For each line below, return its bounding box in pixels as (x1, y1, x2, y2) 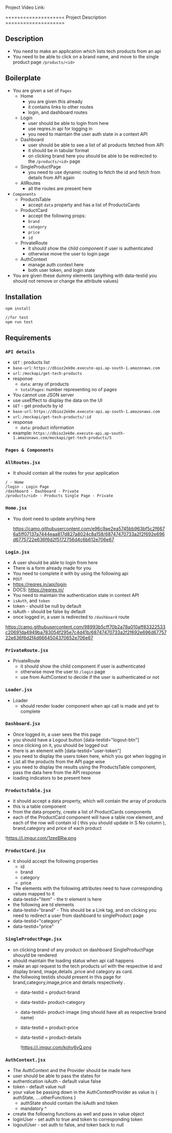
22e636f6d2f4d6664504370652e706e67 (5, 634, 94, 640)
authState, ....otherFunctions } (12, 1095, 76, 1101)
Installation (5, 293, 42, 302)
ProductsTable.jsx (5, 787, 51, 793)
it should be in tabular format (28, 147, 89, 153)
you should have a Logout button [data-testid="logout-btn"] (12, 737, 139, 743)
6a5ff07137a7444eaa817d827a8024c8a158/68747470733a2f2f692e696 (12, 531, 165, 537)
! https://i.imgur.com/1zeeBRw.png (5, 835, 77, 841)
